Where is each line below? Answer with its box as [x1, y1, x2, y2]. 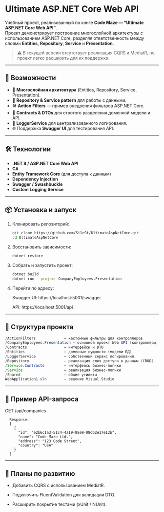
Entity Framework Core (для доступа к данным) [12, 171, 111, 177]
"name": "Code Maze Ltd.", [18, 434, 73, 440]
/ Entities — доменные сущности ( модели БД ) [5, 350, 132, 355]
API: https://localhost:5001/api [12, 304, 73, 310]
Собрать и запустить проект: [12, 263, 73, 268]
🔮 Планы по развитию [5, 469, 75, 478]
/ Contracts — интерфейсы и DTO [5, 345, 104, 350]
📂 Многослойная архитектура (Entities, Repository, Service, [12, 87, 137, 92]
